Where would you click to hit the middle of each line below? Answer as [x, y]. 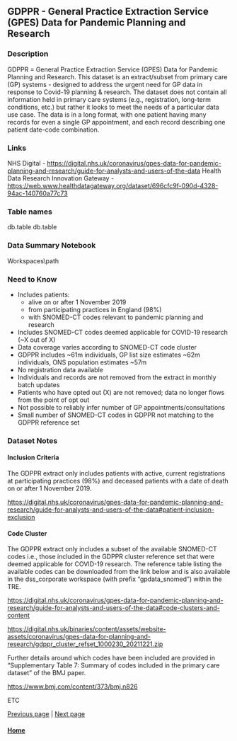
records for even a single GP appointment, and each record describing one [116, 122]
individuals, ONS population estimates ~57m [82, 362]
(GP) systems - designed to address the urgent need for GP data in [105, 84]
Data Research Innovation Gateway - [61, 178]
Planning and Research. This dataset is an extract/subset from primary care [117, 76]
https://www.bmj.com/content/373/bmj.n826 [73, 687]
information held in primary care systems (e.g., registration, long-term [109, 99]
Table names [30, 212]
